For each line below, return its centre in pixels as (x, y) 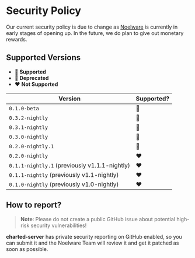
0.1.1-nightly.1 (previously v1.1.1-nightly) (69, 165)
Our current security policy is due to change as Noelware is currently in (92, 27)
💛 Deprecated (32, 78)
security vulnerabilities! (59, 225)
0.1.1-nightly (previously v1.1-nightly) (64, 175)
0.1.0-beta (24, 108)
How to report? (34, 205)
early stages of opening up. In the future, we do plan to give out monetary (95, 33)
